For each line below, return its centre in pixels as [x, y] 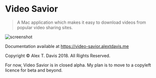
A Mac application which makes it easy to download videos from [81, 22]
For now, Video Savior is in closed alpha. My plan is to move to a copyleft [78, 65]
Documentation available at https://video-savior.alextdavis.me [67, 46]
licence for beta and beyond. [34, 70]
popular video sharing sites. [45, 27]
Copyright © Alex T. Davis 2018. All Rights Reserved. [58, 55]
